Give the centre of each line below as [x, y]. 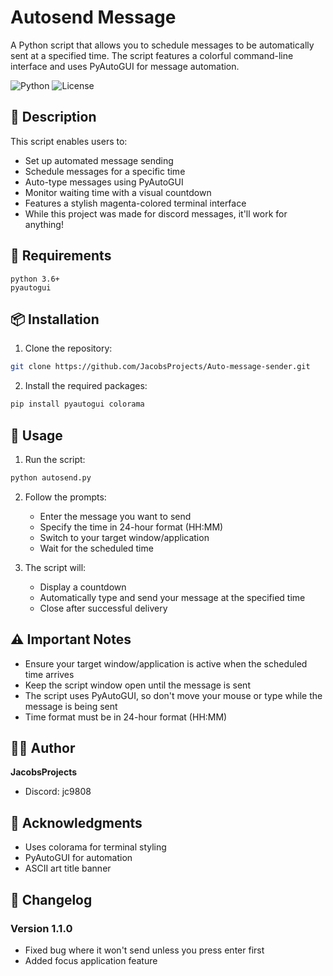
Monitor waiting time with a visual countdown [118, 192]
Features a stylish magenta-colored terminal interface [135, 203]
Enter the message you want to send [115, 516]
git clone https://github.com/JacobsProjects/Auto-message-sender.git [160, 367]
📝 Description [53, 117]
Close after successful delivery [103, 608]
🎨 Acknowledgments [76, 822]
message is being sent [71, 706]
